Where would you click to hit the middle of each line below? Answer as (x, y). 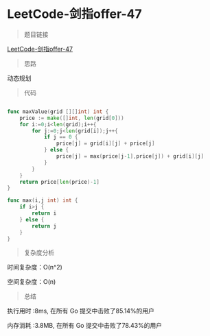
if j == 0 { (61, 137)
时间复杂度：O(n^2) (35, 267)
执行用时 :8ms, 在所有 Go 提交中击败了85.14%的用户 (81, 311)
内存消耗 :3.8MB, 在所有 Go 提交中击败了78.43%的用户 (85, 326)
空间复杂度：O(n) (32, 282)
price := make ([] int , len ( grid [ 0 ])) (72, 118)
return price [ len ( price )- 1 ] (59, 182)
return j (44, 226)
